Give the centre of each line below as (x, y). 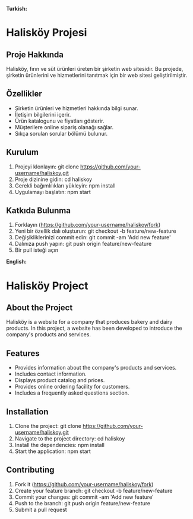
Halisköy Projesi (47, 33)
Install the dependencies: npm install (60, 445)
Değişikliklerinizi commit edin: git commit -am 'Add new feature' (93, 237)
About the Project (39, 308)
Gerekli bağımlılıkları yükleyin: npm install (65, 185)
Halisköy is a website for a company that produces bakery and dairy (89, 322)
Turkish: (17, 9)
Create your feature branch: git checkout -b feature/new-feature (94, 490)
